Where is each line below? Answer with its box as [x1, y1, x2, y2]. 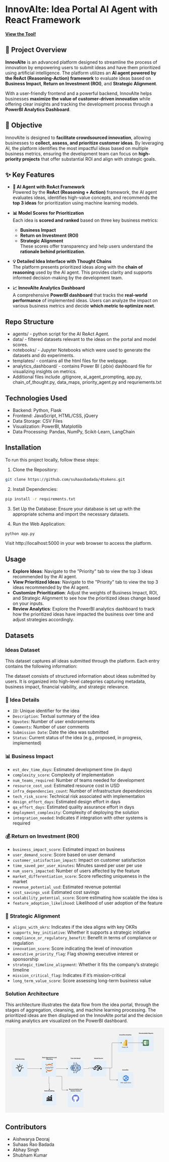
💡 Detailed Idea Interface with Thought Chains [12, 259, 112, 265]
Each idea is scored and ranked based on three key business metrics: [12, 217, 158, 223]
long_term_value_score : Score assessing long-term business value [12, 978, 151, 984]
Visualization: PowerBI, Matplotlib [12, 423, 82, 429]
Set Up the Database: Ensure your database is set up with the [12, 506, 141, 512]
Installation [5, 443, 41, 452]
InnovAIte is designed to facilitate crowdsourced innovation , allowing [5, 134, 151, 140]
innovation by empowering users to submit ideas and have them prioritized [5, 64, 160, 70]
